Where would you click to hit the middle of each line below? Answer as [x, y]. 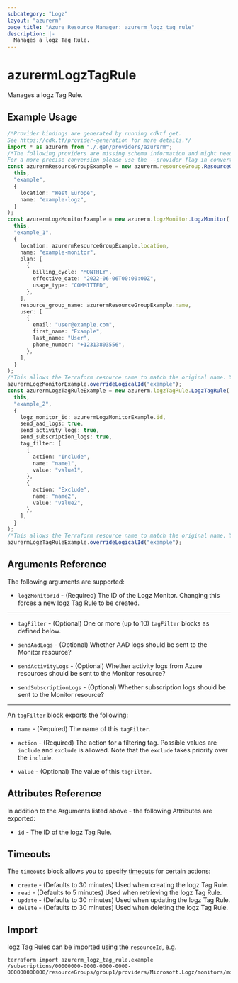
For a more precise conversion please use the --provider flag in [107, 160]
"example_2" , [33, 404]
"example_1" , [33, 233]
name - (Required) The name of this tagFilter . [84, 728]
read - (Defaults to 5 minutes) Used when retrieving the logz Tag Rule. [120, 893]
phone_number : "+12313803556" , [79, 345]
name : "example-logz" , [53, 199]
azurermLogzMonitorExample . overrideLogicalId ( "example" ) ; [95, 384]
